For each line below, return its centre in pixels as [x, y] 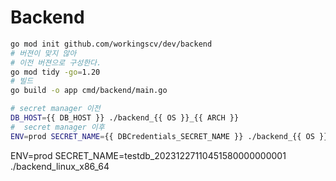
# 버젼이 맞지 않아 [43, 53]
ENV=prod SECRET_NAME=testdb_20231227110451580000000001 [148, 155]
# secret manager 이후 [57, 127]
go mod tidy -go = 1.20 [55, 72]
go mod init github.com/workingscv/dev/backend [111, 44]
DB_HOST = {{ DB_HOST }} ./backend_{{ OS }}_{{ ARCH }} [125, 118]
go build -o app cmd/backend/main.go [89, 91]
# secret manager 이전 [55, 109]
